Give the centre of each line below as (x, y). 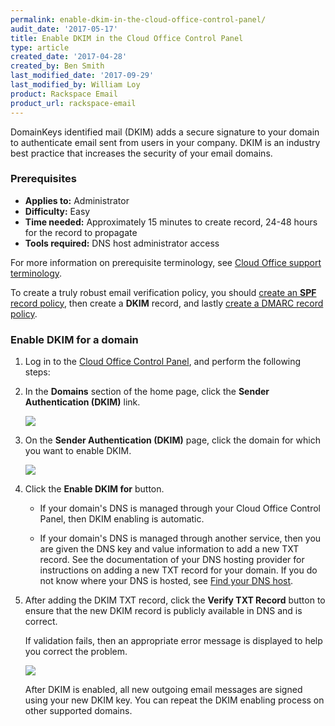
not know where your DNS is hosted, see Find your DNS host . (166, 581)
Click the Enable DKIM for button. (94, 489)
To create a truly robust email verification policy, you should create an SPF (163, 292)
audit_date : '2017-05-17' (64, 29)
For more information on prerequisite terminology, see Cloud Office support (166, 262)
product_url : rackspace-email (73, 103)
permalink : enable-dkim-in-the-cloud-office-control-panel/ (138, 19)
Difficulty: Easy (57, 211)
